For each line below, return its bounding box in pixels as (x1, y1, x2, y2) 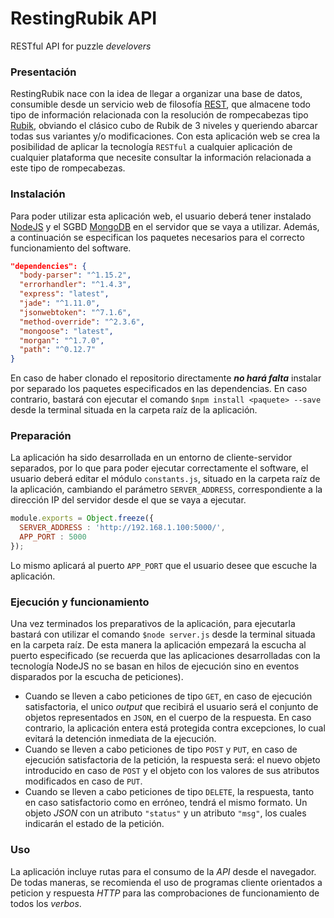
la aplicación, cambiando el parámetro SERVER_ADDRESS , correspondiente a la (10, 483, 323, 496)
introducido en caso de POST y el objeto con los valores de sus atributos (24, 765, 320, 777)
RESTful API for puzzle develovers (10, 40, 152, 52)
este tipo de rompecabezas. (10, 162, 126, 174)
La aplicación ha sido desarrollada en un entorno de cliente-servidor (10, 452, 293, 464)
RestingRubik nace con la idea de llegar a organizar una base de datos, (10, 88, 303, 100)
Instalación (10, 187, 66, 201)
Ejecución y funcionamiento (10, 595, 150, 609)
